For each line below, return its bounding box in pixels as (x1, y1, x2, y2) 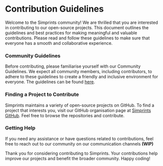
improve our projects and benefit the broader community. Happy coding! (5, 155, 151, 161)
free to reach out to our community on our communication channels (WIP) (5, 141, 154, 147)
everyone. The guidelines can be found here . (5, 79, 95, 85)
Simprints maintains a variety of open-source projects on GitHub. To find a (5, 102, 155, 108)
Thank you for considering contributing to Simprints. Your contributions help (5, 150, 158, 156)
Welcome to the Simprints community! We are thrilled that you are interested (5, 19, 158, 25)
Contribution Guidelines (5, 3, 104, 15)
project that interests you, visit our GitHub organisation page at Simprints (5, 107, 151, 113)
